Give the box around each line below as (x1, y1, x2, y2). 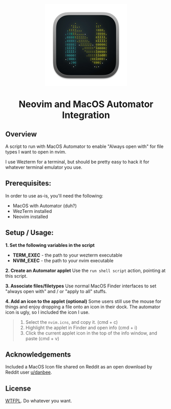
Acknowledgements (5, 350, 71, 359)
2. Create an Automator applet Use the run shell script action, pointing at (5, 267, 166, 274)
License (5, 384, 31, 393)
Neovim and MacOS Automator (18, 99, 154, 110)
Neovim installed (12, 213, 49, 220)
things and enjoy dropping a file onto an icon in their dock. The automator (5, 303, 160, 309)
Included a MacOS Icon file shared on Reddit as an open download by (5, 364, 153, 370)
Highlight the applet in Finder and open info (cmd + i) (25, 324, 138, 330)
